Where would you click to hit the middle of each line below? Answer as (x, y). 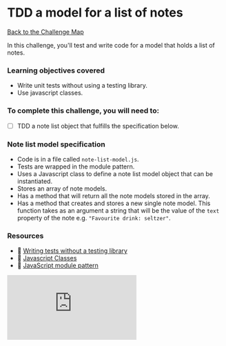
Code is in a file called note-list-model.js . (78, 159)
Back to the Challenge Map (45, 32)
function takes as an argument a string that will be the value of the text (118, 210)
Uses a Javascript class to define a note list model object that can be (115, 173)
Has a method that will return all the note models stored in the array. (113, 195)
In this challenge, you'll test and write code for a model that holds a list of (111, 45)
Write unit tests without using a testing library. (82, 86)
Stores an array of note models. (62, 189)
